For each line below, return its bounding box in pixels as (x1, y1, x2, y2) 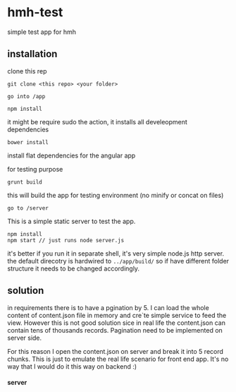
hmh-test (7, 4, 63, 20)
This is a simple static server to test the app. (7, 217, 136, 225)
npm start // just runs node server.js (7, 237, 125, 244)
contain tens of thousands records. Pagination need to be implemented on (7, 326, 223, 334)
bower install (7, 138, 49, 145)
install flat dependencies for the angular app (7, 151, 136, 160)
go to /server (7, 204, 49, 212)
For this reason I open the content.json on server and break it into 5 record (7, 347, 224, 355)
